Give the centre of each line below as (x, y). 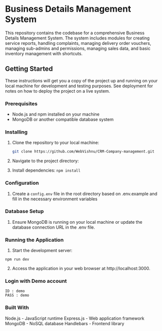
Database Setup (24, 212)
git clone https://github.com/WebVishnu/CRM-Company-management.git (83, 152)
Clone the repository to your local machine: (55, 143)
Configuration (22, 183)
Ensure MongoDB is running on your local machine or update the (77, 222)
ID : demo (15, 291)
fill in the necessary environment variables (55, 199)
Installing (16, 132)
